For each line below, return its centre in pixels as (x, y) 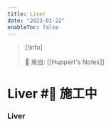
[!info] (33, 48)
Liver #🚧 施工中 (52, 94)
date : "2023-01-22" (36, 21)
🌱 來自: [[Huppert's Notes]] (64, 62)
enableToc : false (33, 27)
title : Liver (27, 14)
